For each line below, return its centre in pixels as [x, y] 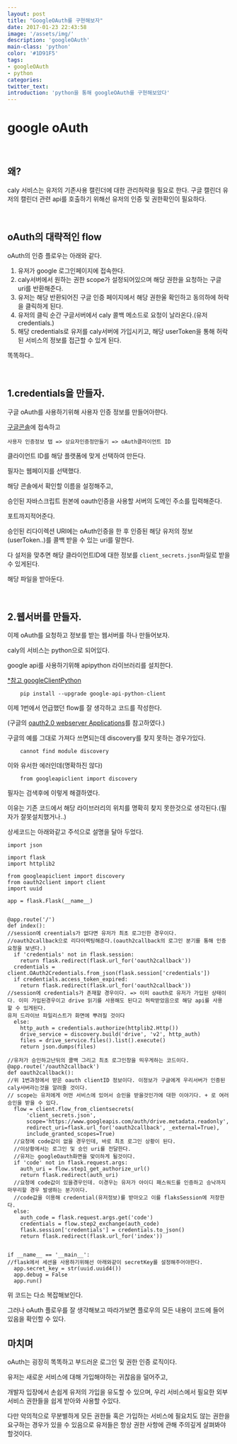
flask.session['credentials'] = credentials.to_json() [103, 1230]
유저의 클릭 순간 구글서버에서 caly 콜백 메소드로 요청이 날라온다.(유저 [112, 315]
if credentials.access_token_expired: [71, 980]
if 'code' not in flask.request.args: [71, 1163]
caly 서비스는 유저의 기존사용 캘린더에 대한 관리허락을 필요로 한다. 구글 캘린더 [114, 190]
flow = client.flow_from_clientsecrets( [74, 1110]
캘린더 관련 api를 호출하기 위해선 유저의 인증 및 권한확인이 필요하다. [113, 198]
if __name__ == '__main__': [49, 1255]
